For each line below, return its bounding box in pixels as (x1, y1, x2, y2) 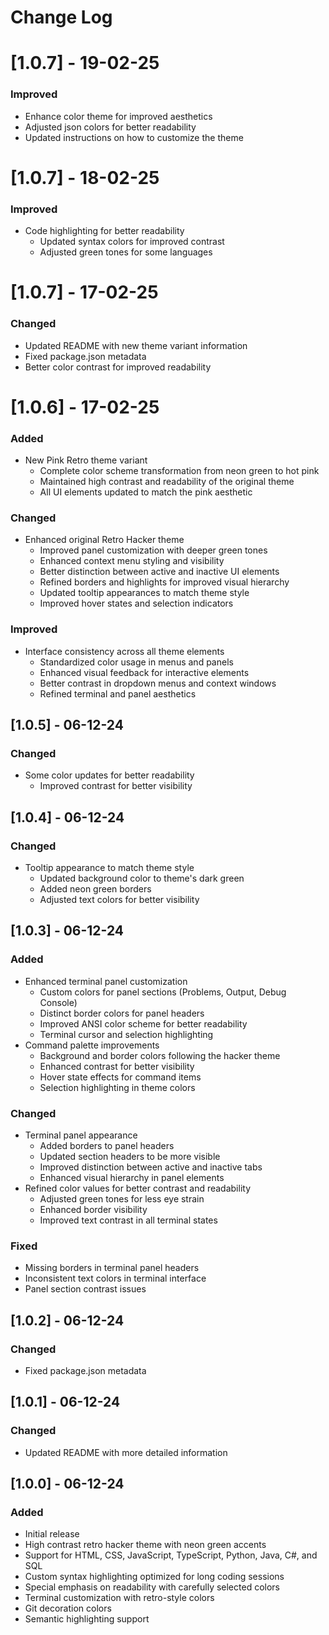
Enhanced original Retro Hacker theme (24, 534, 185, 546)
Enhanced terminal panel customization (24, 975, 188, 987)
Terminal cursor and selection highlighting (39, 1028, 214, 1040)
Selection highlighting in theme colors (39, 1081, 196, 1093)
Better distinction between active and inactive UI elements (39, 566, 280, 578)
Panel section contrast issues (24, 1283, 147, 1295)
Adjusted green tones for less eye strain (39, 1193, 205, 1205)
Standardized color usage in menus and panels (39, 656, 234, 668)
